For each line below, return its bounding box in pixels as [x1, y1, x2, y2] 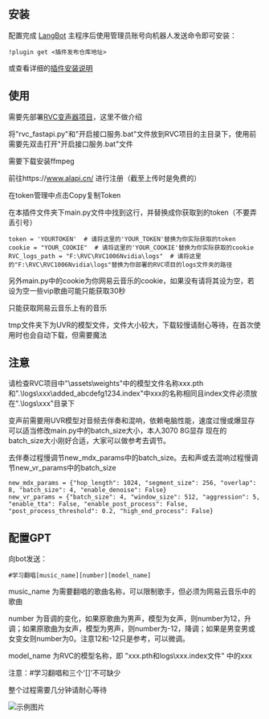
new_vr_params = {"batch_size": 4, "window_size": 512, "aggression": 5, [8, 493, 261, 501]
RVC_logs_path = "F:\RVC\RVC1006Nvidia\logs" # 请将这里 [8, 252, 202, 260]
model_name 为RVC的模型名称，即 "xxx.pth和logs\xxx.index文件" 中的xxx [8, 651, 253, 661]
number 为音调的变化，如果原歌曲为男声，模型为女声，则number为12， [8, 614, 245, 623]
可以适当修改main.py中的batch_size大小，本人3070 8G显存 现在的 [8, 425, 227, 436]
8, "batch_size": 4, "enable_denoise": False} [8, 486, 167, 495]
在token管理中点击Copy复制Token [8, 190, 121, 199]
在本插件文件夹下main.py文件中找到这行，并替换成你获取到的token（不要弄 [8, 207, 257, 217]
